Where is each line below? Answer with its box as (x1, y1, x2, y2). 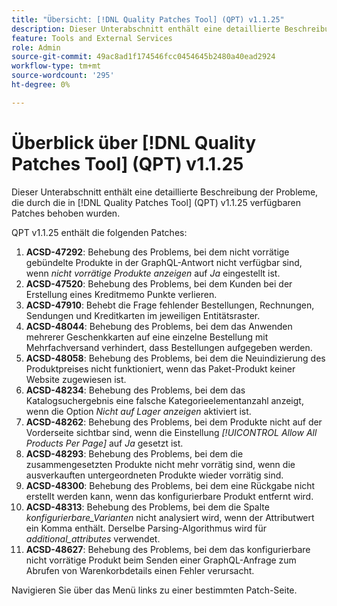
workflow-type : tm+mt (11, 61, 102, 71)
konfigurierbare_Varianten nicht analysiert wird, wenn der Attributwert (25, 511, 315, 523)
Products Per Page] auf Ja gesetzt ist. (25, 437, 184, 449)
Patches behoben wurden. (11, 207, 121, 219)
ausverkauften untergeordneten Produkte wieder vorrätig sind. (25, 469, 284, 481)
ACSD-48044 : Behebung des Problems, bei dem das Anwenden (25, 320, 293, 332)
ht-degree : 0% (11, 80, 71, 90)
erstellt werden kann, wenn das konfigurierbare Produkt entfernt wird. (25, 490, 314, 502)
